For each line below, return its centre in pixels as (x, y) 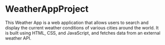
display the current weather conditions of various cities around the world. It (82, 27)
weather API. (18, 38)
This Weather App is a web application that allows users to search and (77, 22)
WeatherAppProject (47, 9)
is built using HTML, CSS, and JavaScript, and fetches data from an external (83, 33)
